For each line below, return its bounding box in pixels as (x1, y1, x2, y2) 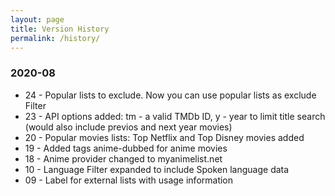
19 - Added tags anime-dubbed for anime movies (24, 142, 228, 154)
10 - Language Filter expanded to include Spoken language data (24, 163, 290, 175)
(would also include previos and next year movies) (24, 121, 233, 133)
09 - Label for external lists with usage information (24, 174, 234, 186)
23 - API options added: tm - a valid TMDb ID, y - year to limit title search (24, 110, 326, 122)
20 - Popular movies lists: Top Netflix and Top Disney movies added (24, 131, 305, 143)
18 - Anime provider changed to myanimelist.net (24, 152, 223, 165)
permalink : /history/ (10, 33, 101, 43)
